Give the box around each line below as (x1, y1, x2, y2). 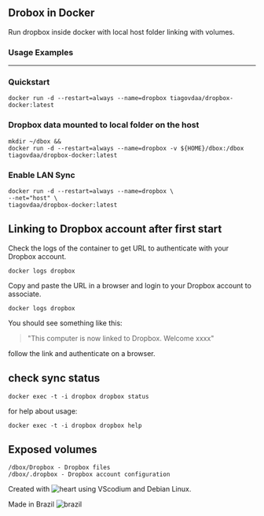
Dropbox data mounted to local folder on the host (8, 120, 200, 131)
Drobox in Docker (8, 6, 95, 20)
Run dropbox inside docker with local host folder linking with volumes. (8, 27, 236, 36)
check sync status (8, 372, 101, 385)
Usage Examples (8, 46, 74, 58)
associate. (8, 289, 42, 299)
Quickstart (8, 76, 50, 87)
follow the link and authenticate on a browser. (8, 348, 156, 358)
